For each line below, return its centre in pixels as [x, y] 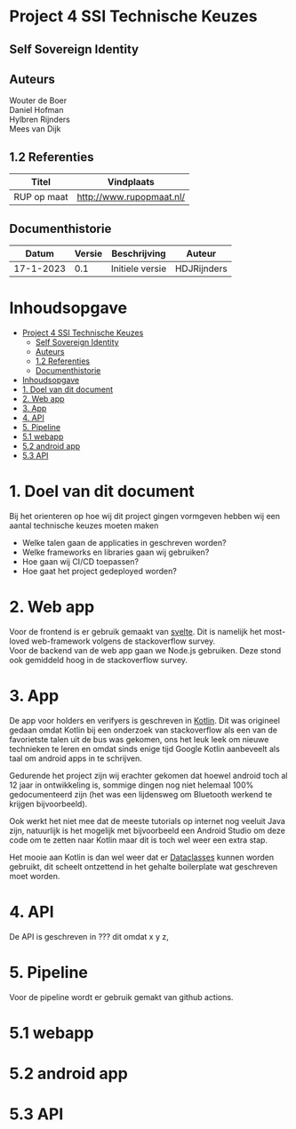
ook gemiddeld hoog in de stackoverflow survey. [99, 660]
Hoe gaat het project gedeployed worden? [100, 571]
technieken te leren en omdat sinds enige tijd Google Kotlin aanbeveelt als [144, 749]
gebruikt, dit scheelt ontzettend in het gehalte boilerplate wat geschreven [144, 866]
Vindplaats [131, 182]
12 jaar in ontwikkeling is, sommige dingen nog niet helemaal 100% [132, 785]
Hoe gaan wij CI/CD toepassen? [80, 561]
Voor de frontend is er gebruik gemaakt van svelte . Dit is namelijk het [136, 631]
